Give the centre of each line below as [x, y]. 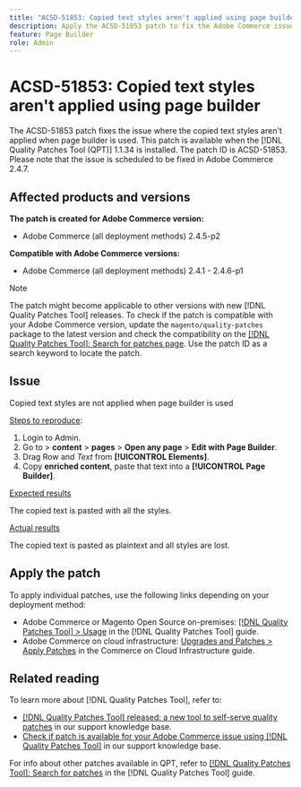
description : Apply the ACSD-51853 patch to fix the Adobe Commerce [140, 26]
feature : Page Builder [52, 34]
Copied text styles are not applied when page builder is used [121, 402]
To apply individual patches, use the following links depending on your [139, 595]
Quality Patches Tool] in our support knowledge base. [121, 746]
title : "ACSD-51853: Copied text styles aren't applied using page [138, 17]
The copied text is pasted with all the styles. [90, 510]
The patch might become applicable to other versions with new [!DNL [138, 305]
